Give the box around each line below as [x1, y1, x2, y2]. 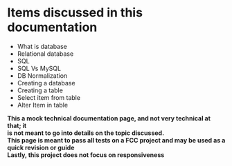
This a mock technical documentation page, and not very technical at [7, 114, 211, 122]
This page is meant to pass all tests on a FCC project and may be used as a [7, 136, 226, 144]
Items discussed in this [7, 5, 143, 21]
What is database [17, 42, 68, 50]
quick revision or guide [7, 143, 75, 152]
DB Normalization [17, 71, 68, 80]
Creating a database [17, 79, 75, 87]
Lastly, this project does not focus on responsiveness [7, 150, 165, 159]
